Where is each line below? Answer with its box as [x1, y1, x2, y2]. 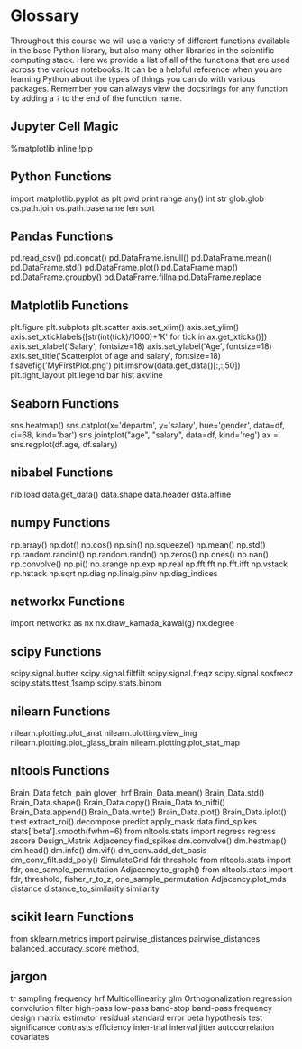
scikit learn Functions [10, 909, 134, 925]
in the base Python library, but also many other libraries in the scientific [10, 44, 275, 55]
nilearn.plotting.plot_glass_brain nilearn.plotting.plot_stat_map [10, 737, 241, 749]
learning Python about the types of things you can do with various [10, 73, 256, 84]
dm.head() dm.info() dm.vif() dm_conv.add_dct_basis [10, 844, 207, 855]
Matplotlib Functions [10, 298, 129, 313]
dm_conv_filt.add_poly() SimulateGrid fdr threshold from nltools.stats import [10, 854, 292, 865]
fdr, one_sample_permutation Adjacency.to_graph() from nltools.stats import [10, 863, 294, 875]
